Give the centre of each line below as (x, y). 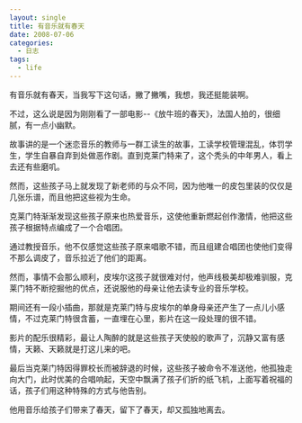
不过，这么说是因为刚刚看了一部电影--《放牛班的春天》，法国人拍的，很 (141, 113)
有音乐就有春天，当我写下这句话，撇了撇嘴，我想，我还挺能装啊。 (131, 94)
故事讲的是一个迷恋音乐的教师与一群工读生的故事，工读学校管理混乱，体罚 (147, 144)
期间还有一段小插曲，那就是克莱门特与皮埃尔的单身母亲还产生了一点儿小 (143, 307)
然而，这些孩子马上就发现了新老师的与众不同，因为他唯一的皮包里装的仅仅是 (151, 185)
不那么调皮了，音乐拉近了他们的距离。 (80, 257)
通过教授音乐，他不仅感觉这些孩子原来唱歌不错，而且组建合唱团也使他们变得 (151, 246)
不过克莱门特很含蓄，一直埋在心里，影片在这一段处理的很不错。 (143, 318)
